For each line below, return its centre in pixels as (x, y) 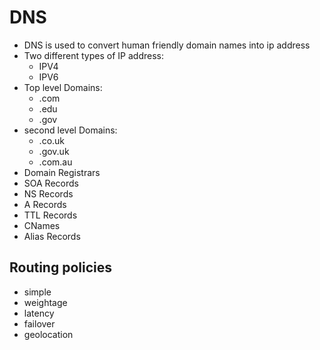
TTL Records (50, 215)
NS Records (48, 193)
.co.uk (52, 140)
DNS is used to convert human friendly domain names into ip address (167, 45)
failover (39, 323)
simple (37, 292)
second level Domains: (70, 130)
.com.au (55, 162)
